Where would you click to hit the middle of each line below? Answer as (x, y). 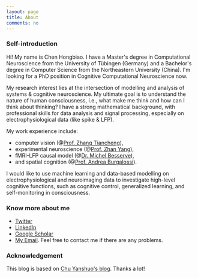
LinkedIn (25, 227)
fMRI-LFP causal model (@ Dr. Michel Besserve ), (74, 155)
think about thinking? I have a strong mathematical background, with (91, 107)
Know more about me (38, 208)
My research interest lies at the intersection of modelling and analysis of (95, 87)
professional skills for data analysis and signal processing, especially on (95, 113)
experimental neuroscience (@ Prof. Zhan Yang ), (74, 149)
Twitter (24, 221)
